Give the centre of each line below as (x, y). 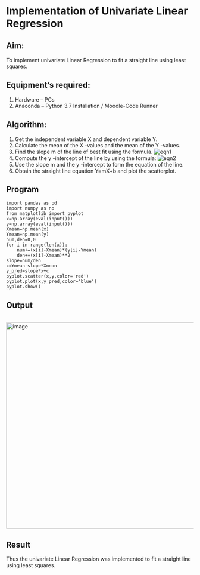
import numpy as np (30, 208)
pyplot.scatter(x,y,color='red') (48, 276)
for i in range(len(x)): (37, 245)
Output (19, 305)
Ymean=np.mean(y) (28, 235)
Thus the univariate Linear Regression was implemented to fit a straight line (99, 559)
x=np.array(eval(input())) (40, 219)
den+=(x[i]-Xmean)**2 (43, 256)
